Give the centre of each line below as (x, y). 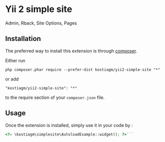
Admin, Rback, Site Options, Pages (41, 23)
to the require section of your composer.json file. (55, 97)
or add (12, 79)
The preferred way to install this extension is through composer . (71, 50)
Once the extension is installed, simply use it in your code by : (69, 125)
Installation (23, 39)
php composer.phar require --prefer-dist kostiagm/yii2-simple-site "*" (83, 69)
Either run (15, 60)
